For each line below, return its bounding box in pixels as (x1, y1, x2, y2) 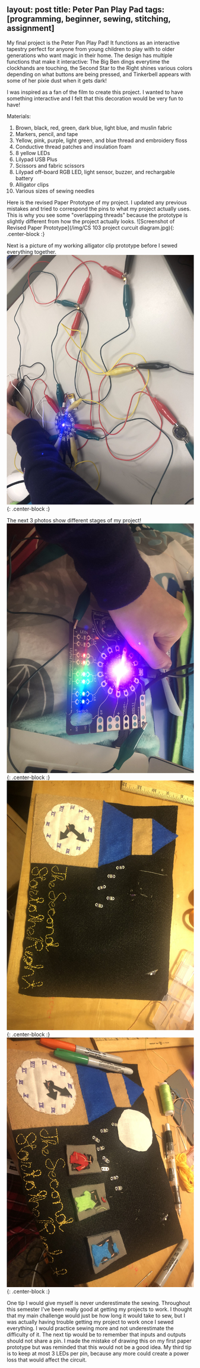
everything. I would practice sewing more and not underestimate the (7, 1325, 174, 1332)
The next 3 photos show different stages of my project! (7, 516, 142, 524)
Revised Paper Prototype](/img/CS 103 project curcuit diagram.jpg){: (7, 224, 174, 231)
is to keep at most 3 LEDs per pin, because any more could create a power (7, 1350, 189, 1357)
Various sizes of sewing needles (15, 187, 94, 194)
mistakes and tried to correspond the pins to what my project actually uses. (7, 205, 191, 212)
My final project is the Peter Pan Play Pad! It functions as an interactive (7, 39, 180, 46)
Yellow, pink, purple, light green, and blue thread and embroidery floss (15, 137, 188, 144)
